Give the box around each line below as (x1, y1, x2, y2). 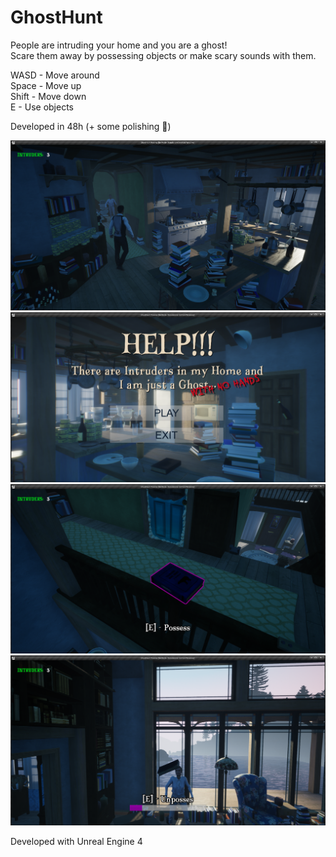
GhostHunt (10, 6, 103, 29)
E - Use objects (10, 101, 74, 113)
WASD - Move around (10, 69, 100, 81)
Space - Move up (10, 79, 82, 91)
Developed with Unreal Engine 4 (10, 836, 143, 848)
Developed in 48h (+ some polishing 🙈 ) (10, 120, 172, 132)
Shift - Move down (10, 90, 87, 102)
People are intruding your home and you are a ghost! (10, 39, 228, 51)
